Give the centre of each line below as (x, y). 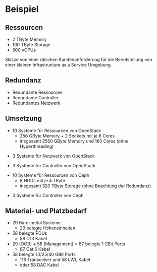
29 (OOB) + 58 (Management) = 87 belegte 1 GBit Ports (69, 244)
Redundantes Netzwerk (36, 103)
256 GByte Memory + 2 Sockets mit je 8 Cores (67, 136)
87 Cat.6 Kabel (35, 249)
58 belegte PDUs (29, 233)
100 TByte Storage (31, 45)
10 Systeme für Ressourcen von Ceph (51, 175)
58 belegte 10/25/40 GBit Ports (44, 255)
